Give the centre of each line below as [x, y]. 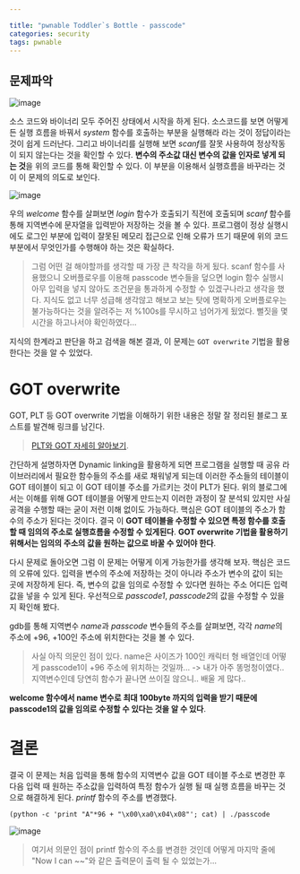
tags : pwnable [36, 42]
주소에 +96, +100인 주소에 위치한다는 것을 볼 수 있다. [102, 637]
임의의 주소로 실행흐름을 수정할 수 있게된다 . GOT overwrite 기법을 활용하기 [158, 532]
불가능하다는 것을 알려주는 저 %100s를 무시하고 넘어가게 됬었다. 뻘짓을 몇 [159, 311]
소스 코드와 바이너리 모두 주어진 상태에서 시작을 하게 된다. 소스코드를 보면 [137, 121]
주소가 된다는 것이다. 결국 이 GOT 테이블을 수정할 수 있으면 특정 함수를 [148, 521]
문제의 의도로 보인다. [64, 177]
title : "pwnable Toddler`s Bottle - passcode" [98, 25]
